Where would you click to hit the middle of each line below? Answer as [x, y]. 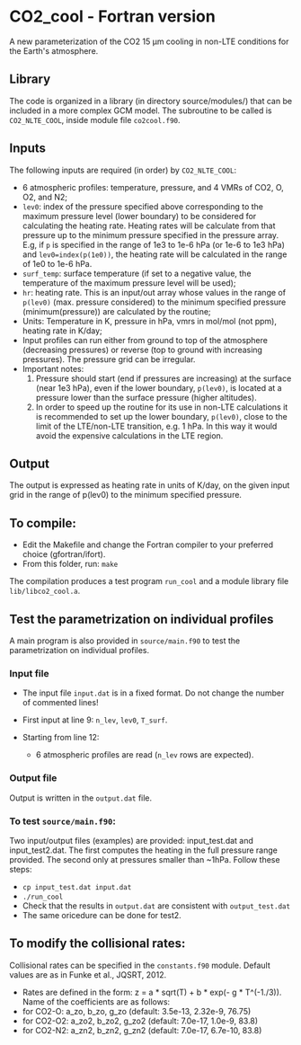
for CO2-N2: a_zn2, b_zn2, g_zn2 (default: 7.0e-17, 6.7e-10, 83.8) [142, 1030]
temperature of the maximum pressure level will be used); [129, 283]
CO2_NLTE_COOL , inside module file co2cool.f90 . [95, 120]
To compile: [43, 523]
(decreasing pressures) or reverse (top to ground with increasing [142, 350]
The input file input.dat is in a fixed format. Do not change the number [153, 693]
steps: [21, 869]
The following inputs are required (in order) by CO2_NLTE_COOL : [123, 170]
